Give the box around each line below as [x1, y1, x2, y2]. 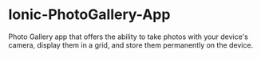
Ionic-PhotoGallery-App [8, 6, 171, 24]
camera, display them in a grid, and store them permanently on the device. [8, 40, 254, 49]
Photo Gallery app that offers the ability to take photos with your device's [8, 32, 249, 41]
